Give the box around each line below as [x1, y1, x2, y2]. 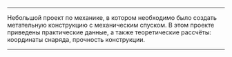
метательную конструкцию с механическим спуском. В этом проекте [7, 21, 215, 29]
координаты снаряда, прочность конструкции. [7, 36, 145, 43]
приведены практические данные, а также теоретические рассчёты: [7, 28, 212, 36]
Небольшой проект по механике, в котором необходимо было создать [7, 14, 217, 21]
